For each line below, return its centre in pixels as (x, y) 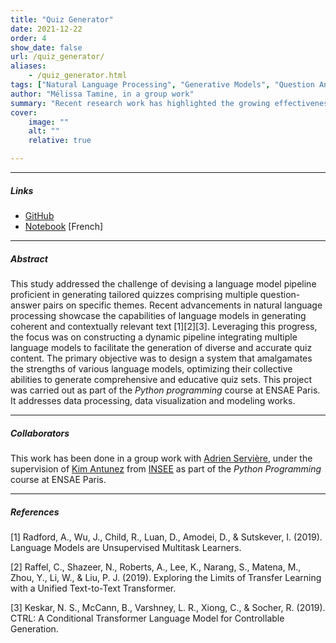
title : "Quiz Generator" (62, 19)
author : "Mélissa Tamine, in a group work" (102, 94)
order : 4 (28, 38)
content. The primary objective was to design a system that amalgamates (161, 358)
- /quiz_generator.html (78, 76)
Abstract (29, 258)
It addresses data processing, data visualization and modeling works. (153, 400)
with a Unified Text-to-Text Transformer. (93, 588)
